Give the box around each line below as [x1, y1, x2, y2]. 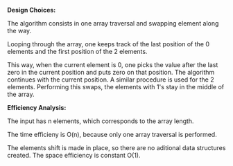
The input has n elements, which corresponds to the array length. [7, 117, 194, 125]
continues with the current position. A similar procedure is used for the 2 [7, 75, 214, 84]
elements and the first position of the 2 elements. [7, 48, 148, 55]
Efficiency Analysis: [7, 104, 67, 111]
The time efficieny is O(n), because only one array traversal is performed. [7, 131, 217, 138]
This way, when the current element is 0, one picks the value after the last [7, 61, 218, 68]
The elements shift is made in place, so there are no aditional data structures [7, 144, 226, 151]
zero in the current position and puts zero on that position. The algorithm [7, 68, 215, 76]
